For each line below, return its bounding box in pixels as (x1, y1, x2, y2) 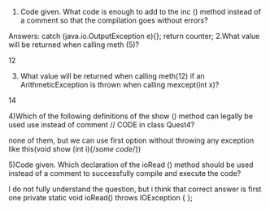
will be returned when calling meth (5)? (8, 40, 140, 49)
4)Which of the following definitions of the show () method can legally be (8, 111, 254, 121)
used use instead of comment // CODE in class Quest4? (8, 120, 195, 129)
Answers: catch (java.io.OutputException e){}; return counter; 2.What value (8, 32, 260, 41)
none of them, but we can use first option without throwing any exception (8, 135, 255, 145)
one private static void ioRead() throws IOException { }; (8, 193, 193, 202)
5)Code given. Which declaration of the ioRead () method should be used (8, 160, 254, 169)
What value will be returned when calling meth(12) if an (20, 71, 205, 80)
